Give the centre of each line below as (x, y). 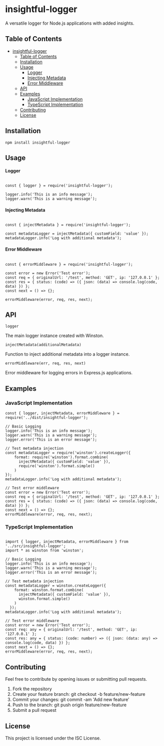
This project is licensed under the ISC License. (53, 738)
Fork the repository (32, 689)
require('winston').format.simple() (56, 466)
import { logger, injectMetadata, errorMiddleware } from (67, 542)
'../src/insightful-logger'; (35, 546)
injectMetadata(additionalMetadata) (43, 345)
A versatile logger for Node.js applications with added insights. (70, 23)
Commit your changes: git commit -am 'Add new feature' (71, 700)
